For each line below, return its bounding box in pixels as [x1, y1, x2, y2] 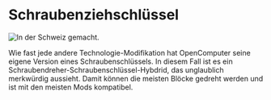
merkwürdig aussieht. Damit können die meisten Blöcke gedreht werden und [8, 73, 264, 83]
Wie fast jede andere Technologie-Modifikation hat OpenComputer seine [8, 48, 251, 57]
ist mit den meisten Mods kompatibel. [8, 82, 133, 92]
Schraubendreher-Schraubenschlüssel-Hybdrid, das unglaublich [8, 65, 224, 74]
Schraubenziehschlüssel [8, 6, 180, 24]
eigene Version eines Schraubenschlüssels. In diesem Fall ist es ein [8, 56, 233, 66]
